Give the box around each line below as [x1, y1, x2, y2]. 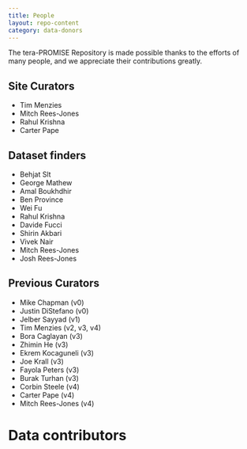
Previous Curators [8, 276, 100, 290]
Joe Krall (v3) [19, 356, 65, 366]
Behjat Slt [19, 169, 51, 179]
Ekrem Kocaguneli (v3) [19, 348, 95, 357]
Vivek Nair [19, 237, 54, 246]
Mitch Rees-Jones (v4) [19, 398, 95, 408]
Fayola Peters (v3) [19, 365, 80, 375]
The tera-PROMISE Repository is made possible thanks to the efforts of [8, 48, 240, 58]
